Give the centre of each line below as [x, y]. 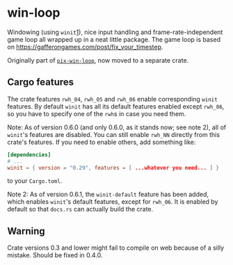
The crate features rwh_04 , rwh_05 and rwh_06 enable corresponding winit [112, 99]
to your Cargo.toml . [35, 181]
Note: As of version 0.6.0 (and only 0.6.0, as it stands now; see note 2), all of [117, 127]
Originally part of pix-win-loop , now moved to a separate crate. [98, 60]
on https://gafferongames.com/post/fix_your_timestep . [85, 47]
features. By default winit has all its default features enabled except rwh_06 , [116, 106]
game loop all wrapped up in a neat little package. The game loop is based [114, 39]
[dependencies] [29, 154]
